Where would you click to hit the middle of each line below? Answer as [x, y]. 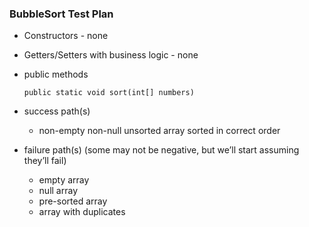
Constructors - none [66, 36]
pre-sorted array [73, 201]
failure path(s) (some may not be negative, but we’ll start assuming [161, 150]
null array [58, 191]
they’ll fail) [45, 161]
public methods [56, 74]
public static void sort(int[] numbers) [109, 93]
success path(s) [57, 111]
